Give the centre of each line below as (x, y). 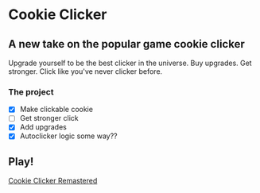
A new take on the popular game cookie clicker (126, 44)
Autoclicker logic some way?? (68, 136)
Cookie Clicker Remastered (53, 181)
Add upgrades (43, 127)
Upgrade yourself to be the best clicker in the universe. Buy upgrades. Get (130, 63)
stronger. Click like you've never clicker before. (85, 71)
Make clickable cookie (56, 110)
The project (31, 91)
